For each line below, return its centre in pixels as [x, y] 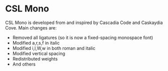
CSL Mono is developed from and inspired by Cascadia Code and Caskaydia [84, 22]
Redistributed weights [35, 58]
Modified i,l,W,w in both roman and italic [54, 48]
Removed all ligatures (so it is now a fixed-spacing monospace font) [83, 37]
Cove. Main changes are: [31, 27]
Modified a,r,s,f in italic [36, 42]
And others [24, 64]
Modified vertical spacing [39, 53]
